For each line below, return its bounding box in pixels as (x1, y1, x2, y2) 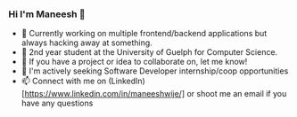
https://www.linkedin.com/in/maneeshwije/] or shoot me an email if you (24, 89, 287, 99)
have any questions (21, 97, 94, 109)
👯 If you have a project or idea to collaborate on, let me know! (21, 57, 248, 67)
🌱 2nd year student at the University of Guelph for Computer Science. (21, 47, 278, 58)
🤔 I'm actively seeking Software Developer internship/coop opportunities (21, 66, 289, 76)
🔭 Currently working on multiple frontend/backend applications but (21, 28, 268, 39)
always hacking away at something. (21, 37, 153, 48)
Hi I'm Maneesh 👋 (8, 8, 86, 20)
